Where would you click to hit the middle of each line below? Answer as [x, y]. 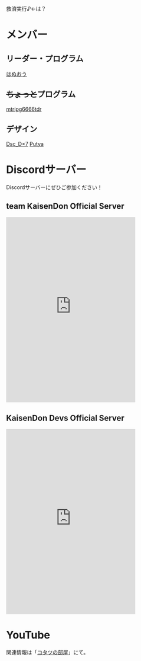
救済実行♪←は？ [26, 9]
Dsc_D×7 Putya [25, 143]
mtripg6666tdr [24, 109]
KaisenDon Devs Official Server [65, 418]
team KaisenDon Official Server [65, 206]
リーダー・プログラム [45, 58]
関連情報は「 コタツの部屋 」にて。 [47, 652]
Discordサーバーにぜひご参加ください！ [54, 187]
